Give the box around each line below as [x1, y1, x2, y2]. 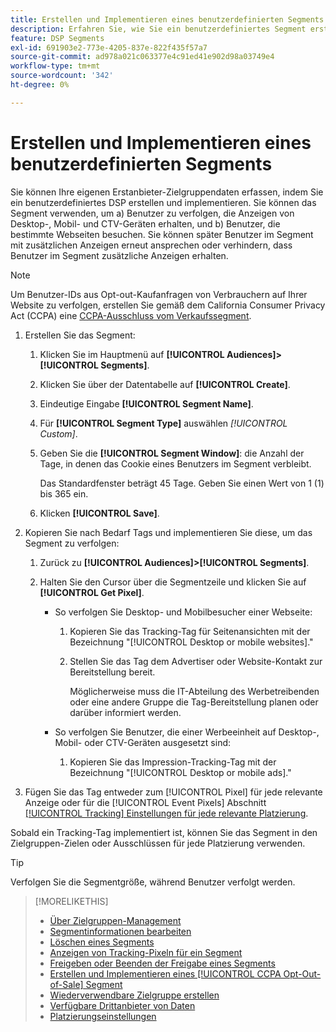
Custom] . [39, 427, 78, 440]
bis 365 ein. [39, 487, 89, 500]
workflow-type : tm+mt [10, 61, 101, 71]
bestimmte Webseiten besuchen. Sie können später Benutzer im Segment [10, 228, 314, 240]
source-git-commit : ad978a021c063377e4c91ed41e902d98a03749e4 [10, 52, 275, 62]
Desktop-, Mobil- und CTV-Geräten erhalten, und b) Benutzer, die [10, 217, 281, 230]
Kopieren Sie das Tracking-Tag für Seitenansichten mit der [69, 625, 311, 637]
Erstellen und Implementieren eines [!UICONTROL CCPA [49, 967, 282, 980]
